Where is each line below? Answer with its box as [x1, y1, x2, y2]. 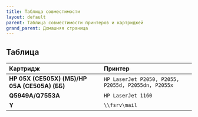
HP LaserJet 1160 [104, 92, 153, 99]
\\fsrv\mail [104, 102, 137, 109]
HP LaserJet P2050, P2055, [104, 76, 180, 83]
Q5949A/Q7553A [9, 92, 60, 100]
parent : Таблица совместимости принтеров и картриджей [6, 19, 144, 25]
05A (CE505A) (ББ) [9, 82, 65, 90]
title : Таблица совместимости [6, 8, 81, 15]
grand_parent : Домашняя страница [6, 25, 88, 31]
